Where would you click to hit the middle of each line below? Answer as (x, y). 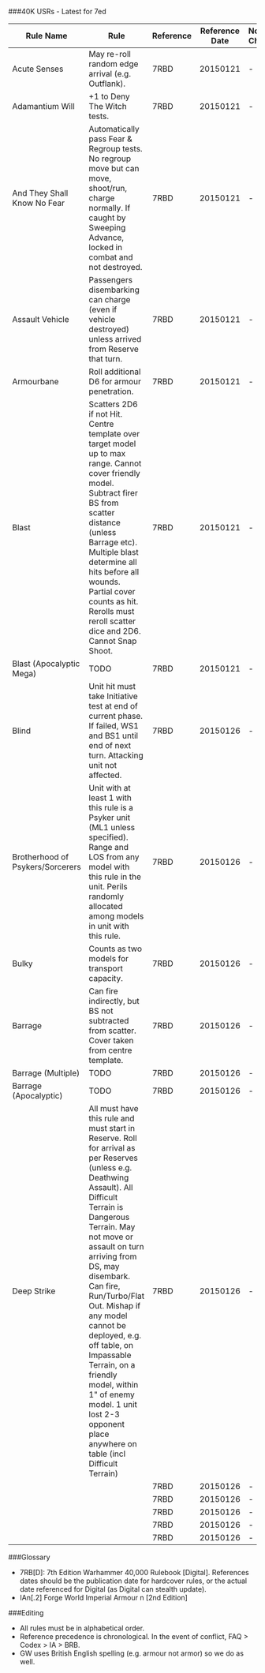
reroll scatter (112, 621)
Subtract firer (113, 493)
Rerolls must (112, 611)
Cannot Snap (113, 641)
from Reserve (114, 349)
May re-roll (110, 54)
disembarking (114, 290)
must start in (112, 1128)
